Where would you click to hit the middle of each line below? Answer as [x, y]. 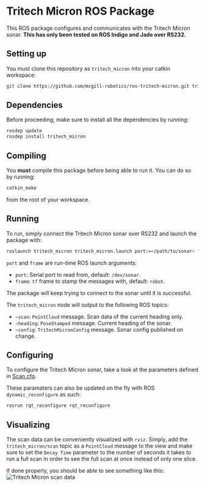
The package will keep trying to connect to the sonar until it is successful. [99, 293]
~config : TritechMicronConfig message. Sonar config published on [99, 329]
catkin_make [21, 188]
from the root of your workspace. [48, 199]
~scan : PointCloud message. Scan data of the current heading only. [99, 316]
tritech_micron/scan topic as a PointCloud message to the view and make [99, 446]
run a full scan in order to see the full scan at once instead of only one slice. [102, 459]
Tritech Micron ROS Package [80, 11]
